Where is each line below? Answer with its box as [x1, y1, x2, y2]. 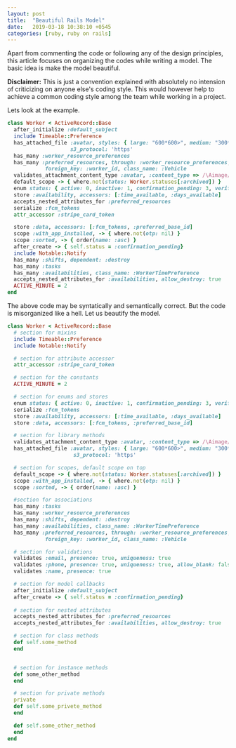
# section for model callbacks [13, 580, 105, 587]
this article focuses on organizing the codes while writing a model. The [7, 57, 212, 65]
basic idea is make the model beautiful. [7, 64, 121, 72]
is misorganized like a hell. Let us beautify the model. [7, 309, 161, 317]
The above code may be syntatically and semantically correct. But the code [7, 302, 226, 309]
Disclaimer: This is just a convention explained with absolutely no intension [7, 78, 225, 86]
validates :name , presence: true [13, 568, 112, 575]
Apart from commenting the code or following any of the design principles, [7, 49, 223, 58]
